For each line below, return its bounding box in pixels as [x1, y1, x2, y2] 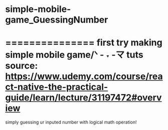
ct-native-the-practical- [5, 81, 108, 93]
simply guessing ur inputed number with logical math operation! [5, 119, 137, 125]
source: [5, 60, 38, 71]
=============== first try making [5, 37, 162, 48]
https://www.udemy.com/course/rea [5, 71, 163, 82]
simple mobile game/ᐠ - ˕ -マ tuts [5, 49, 144, 60]
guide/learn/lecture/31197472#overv [5, 92, 162, 103]
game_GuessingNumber [5, 14, 108, 25]
